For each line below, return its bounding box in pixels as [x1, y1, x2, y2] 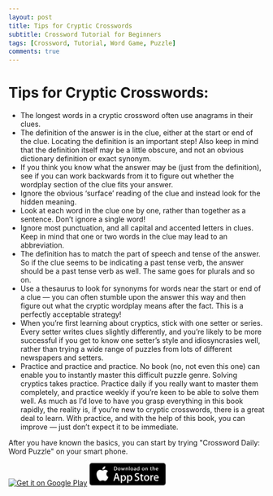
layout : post [8, 13, 53, 21]
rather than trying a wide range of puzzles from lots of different [19, 345, 232, 354]
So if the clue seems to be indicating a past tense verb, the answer [19, 257, 245, 268]
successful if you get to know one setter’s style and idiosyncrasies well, [19, 336, 261, 345]
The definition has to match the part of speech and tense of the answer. [19, 249, 262, 259]
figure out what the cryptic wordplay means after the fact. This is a [19, 301, 244, 311]
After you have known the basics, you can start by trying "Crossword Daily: [8, 438, 260, 448]
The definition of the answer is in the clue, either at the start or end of [19, 128, 253, 138]
